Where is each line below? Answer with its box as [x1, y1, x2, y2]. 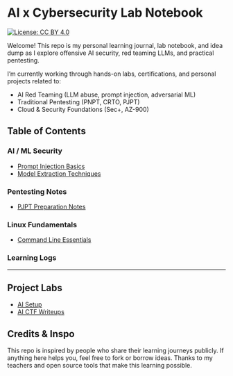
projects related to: [7, 76, 61, 85]
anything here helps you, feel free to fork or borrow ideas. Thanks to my [7, 354, 213, 362]
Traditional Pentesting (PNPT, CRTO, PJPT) [17, 97, 140, 106]
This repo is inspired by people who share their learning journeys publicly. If [7, 346, 224, 355]
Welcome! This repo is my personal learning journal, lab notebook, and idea [7, 41, 223, 49]
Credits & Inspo [7, 328, 75, 340]
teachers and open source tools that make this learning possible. [7, 361, 192, 370]
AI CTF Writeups [17, 308, 64, 316]
